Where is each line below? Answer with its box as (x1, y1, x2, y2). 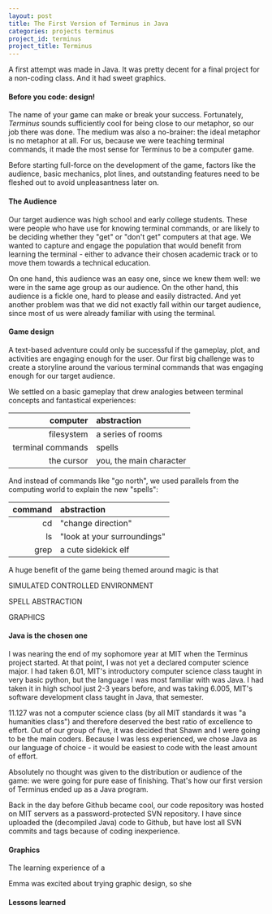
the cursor (48, 455, 89, 466)
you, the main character (96, 455, 187, 466)
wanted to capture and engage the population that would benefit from (8, 240, 242, 250)
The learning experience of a (8, 863, 106, 872)
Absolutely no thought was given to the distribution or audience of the (8, 767, 243, 776)
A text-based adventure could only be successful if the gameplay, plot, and (8, 345, 261, 354)
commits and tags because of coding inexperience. (8, 826, 180, 836)
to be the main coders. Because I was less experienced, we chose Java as (8, 734, 257, 744)
